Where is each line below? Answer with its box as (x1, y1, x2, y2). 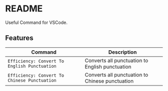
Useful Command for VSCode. (5, 19, 67, 25)
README (5, 3, 43, 14)
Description (108, 48, 137, 55)
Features (5, 34, 33, 42)
